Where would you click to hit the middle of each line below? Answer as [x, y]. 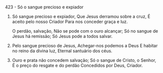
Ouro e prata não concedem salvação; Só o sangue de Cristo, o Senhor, [84, 60]
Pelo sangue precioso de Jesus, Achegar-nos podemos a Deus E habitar [85, 46]
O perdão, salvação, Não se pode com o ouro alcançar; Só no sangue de [85, 31]
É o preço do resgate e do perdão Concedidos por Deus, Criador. [77, 65]
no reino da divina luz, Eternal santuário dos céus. [62, 51]
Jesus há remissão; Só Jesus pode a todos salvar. [62, 36]
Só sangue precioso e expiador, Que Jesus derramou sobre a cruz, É [81, 16]
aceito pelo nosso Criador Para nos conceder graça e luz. [70, 22]
